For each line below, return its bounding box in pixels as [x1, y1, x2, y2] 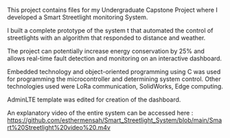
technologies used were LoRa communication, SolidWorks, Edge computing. [7, 82, 223, 90]
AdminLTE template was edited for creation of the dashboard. [7, 95, 181, 104]
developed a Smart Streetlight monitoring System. [7, 13, 148, 21]
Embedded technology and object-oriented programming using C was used [7, 68, 221, 76]
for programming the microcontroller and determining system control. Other [7, 75, 221, 83]
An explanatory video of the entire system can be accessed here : [7, 109, 194, 117]
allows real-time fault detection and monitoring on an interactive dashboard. [7, 54, 222, 62]
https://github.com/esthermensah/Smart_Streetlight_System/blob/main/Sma [7, 116, 222, 124]
